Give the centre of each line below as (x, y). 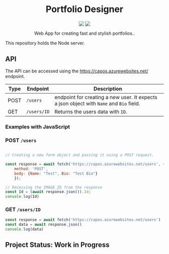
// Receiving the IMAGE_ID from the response (54, 187)
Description (108, 89)
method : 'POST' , (31, 169)
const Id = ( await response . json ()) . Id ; (48, 192)
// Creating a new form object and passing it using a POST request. (80, 155)
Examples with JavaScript (38, 127)
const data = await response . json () (44, 225)
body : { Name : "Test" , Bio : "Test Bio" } (56, 174)
